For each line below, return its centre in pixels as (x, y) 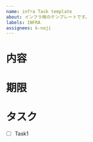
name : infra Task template (39, 11)
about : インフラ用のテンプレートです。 (48, 17)
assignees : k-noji (29, 28)
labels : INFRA (24, 22)
